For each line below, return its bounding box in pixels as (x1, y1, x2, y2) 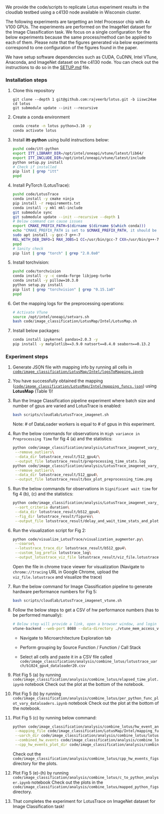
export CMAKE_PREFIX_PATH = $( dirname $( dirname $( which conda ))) (12, 224, 146, 229)
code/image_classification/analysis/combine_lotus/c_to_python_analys (12, 775, 159, 780)
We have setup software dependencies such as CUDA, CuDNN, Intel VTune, (5, 54, 158, 60)
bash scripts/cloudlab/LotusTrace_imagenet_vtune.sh (12, 598, 122, 603)
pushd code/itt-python (12, 146, 59, 152)
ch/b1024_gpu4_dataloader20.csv (19, 663, 86, 668)
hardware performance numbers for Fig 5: (12, 588, 97, 594)
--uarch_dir (15, 733, 39, 738)
